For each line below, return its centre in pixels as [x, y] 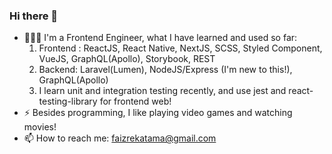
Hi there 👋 [34, 16]
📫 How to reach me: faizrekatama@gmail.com [120, 138]
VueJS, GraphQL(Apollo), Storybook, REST [127, 59]
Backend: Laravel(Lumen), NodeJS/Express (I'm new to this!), [165, 70]
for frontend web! [135, 101]
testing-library [68, 101]
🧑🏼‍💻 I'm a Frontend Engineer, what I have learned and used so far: [160, 38]
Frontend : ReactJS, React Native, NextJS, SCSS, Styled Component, [180, 48]
